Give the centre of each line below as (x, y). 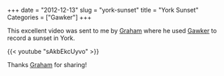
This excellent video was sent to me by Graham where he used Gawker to (112, 31)
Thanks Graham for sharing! (47, 65)
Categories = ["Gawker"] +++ (49, 17)
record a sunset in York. (41, 38)
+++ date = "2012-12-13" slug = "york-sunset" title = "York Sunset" (103, 10)
